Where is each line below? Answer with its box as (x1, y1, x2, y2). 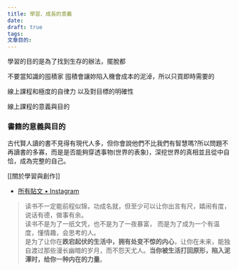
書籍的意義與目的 (7, 122, 66, 132)
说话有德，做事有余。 (24, 210, 87, 220)
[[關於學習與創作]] (7, 171, 60, 181)
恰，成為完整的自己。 (7, 157, 70, 165)
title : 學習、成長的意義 (7, 10, 72, 18)
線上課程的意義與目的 (7, 102, 70, 111)
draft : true (7, 23, 43, 30)
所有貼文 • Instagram (17, 187, 80, 196)
